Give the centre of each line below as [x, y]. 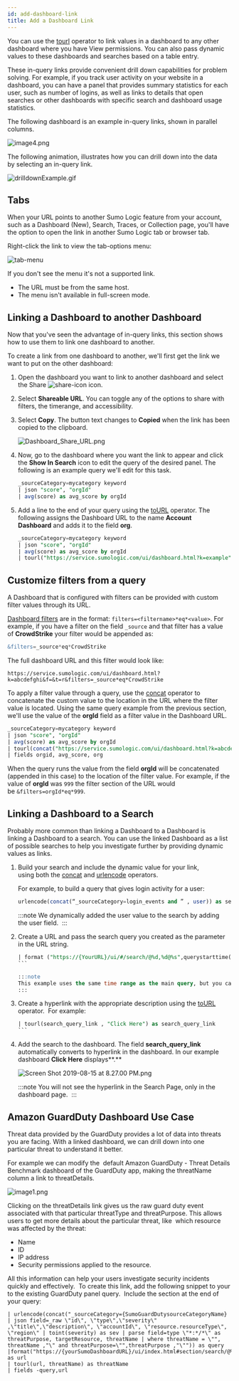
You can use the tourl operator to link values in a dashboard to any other [113, 41]
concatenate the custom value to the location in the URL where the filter [113, 700]
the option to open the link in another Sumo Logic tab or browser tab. [108, 233]
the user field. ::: [42, 923]
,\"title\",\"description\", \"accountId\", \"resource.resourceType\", [117, 1327]
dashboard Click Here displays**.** [70, 1059]
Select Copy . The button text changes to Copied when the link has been [123, 420]
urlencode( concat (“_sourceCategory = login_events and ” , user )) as [120, 902]
